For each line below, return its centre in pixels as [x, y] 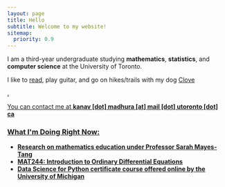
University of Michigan [51, 177]
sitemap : [20, 33]
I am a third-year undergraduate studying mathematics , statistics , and [108, 59]
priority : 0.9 [34, 39]
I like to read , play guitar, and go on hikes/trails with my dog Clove [101, 80]
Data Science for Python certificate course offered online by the [111, 169]
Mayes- [206, 147]
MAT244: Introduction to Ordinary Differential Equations [100, 162]
